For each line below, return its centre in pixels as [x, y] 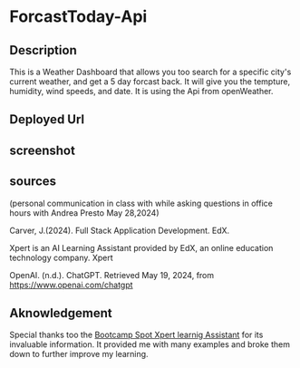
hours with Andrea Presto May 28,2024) [85, 213]
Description [43, 50]
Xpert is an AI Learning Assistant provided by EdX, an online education [141, 247]
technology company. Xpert [61, 257]
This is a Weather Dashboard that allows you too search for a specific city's [150, 72]
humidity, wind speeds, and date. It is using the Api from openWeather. [141, 91]
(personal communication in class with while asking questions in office [141, 203]
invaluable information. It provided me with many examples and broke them [150, 344]
